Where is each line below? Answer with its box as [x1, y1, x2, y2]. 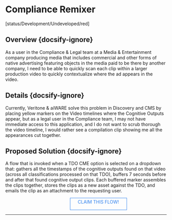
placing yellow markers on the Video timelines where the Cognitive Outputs [5, 110, 164, 116]
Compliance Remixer [5, 4, 96, 15]
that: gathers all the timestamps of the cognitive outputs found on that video [5, 166, 166, 172]
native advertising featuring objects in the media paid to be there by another [5, 60, 166, 66]
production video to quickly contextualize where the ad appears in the [5, 71, 153, 77]
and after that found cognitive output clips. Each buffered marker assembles [5, 177, 166, 183]
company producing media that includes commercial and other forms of [5, 54, 157, 61]
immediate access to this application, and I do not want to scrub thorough [5, 121, 161, 127]
